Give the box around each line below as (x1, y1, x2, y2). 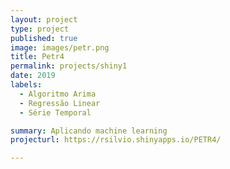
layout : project (10, 14, 78, 25)
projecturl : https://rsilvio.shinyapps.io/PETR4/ (10, 135, 222, 145)
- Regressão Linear (19, 98, 101, 108)
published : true (10, 33, 78, 43)
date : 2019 (10, 71, 56, 81)
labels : (10, 80, 43, 90)
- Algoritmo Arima (19, 89, 97, 99)
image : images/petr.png (10, 42, 110, 53)
